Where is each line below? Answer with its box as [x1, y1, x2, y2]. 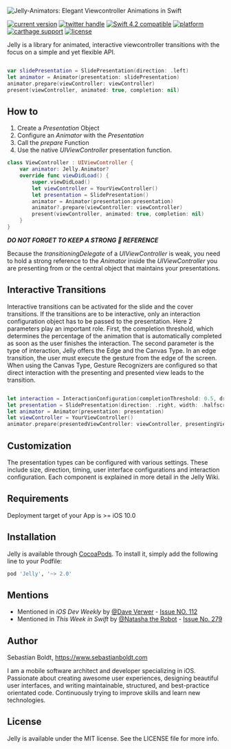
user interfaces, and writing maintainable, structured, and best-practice [7, 681, 210, 690]
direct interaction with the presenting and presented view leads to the [7, 368, 204, 376]
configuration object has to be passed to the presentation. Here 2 [7, 317, 192, 325]
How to [7, 106, 38, 117]
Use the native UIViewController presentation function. [16, 146, 173, 155]
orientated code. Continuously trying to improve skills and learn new [7, 689, 201, 697]
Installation [7, 532, 56, 543]
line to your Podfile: [7, 556, 63, 565]
